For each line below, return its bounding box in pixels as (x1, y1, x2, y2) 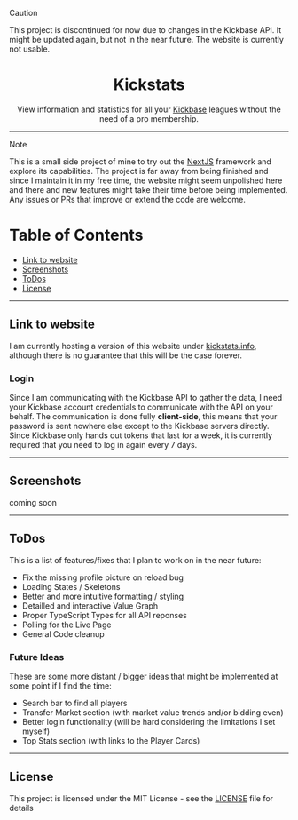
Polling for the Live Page (21, 619, 112, 630)
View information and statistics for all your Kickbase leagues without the (17, 104, 281, 115)
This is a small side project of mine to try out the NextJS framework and (9, 155, 272, 167)
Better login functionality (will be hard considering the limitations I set (21, 716, 276, 727)
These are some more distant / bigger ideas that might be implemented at (9, 671, 278, 681)
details (9, 802, 34, 813)
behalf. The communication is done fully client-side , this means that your (9, 410, 278, 421)
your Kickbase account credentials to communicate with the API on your (9, 402, 273, 412)
